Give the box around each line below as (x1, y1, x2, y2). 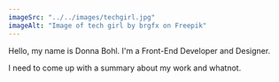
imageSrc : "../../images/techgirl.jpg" (8, 12, 156, 22)
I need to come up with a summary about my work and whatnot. (8, 63, 242, 73)
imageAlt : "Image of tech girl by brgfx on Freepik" (8, 21, 207, 30)
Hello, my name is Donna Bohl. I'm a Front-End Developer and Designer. (8, 45, 271, 56)
